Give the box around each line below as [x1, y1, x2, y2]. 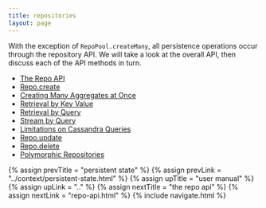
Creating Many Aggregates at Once [19, 90, 137, 100]
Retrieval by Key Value [19, 99, 94, 108]
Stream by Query [19, 116, 76, 125]
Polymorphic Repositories [19, 149, 105, 159]
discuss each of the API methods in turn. [8, 57, 142, 68]
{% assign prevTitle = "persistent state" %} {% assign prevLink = [8, 165, 221, 175]
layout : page [8, 19, 52, 27]
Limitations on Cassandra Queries [19, 124, 131, 134]
